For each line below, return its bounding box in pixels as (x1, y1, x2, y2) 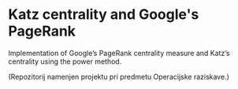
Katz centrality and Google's (8, 6, 199, 24)
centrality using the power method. (8, 57, 122, 66)
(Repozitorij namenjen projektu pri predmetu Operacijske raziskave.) (8, 72, 230, 81)
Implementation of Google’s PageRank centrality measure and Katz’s (8, 48, 230, 57)
